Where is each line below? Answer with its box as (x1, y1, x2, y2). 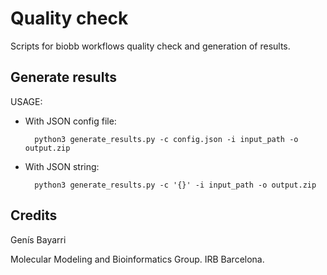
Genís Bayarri (10, 233, 67, 246)
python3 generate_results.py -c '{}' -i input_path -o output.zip (34, 180, 317, 190)
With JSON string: (24, 160, 100, 172)
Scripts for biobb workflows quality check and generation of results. (10, 40, 291, 52)
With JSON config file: (24, 115, 117, 127)
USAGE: (10, 95, 43, 107)
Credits (10, 207, 58, 224)
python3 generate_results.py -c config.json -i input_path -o (34, 134, 299, 144)
